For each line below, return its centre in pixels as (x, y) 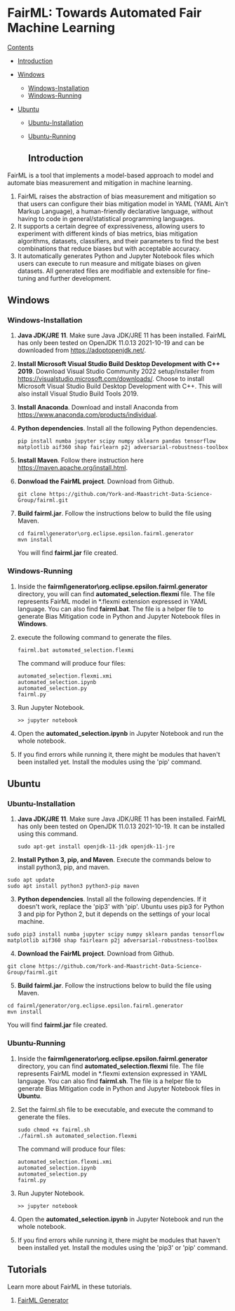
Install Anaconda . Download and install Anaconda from (98, 408)
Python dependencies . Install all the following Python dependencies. (117, 429)
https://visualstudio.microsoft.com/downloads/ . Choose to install (111, 379)
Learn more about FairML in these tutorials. (69, 1286)
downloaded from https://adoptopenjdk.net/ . (82, 350)
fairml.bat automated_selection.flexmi (76, 650)
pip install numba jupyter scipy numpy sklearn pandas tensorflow (116, 441)
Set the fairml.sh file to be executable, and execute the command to (115, 1109)
